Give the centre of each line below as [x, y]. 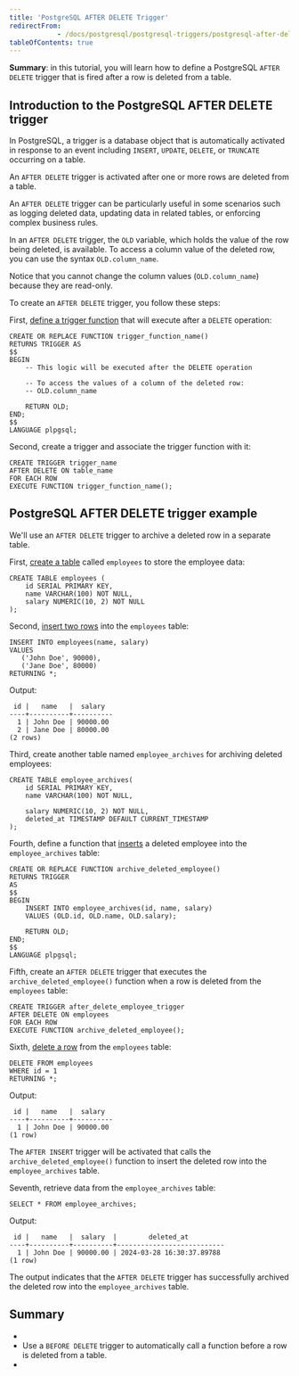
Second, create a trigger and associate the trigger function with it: [130, 447]
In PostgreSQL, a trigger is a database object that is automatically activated [147, 141]
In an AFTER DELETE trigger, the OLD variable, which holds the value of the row [149, 240]
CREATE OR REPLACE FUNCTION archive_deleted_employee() [115, 869]
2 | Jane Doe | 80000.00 [63, 729]
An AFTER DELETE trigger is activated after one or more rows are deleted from [149, 177]
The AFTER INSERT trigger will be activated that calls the [110, 1151]
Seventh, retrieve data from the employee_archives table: [113, 1188]
